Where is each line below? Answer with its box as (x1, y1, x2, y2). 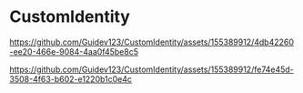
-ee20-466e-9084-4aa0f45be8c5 (9, 46, 139, 57)
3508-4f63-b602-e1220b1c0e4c (9, 73, 133, 84)
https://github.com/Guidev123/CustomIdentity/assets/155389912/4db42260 (9, 36, 294, 47)
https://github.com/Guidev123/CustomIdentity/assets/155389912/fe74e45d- (9, 64, 294, 75)
